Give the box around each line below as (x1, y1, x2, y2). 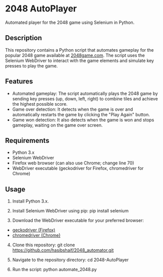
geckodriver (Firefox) (12, 227, 56, 233)
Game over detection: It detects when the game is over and (12, 106, 133, 112)
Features (5, 77, 33, 86)
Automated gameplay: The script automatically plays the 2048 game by (12, 90, 158, 96)
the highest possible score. (12, 101, 68, 107)
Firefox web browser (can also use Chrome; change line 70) (12, 160, 134, 166)
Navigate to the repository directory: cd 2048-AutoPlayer (12, 257, 129, 263)
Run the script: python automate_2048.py (12, 267, 97, 273)
